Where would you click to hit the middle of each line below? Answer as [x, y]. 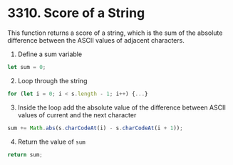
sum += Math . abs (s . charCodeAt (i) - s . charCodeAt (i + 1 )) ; [95, 128]
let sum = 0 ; [27, 67]
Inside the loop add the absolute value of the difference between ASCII [121, 107]
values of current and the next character [77, 115]
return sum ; [25, 154]
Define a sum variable [50, 54]
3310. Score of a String [76, 13]
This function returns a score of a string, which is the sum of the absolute [115, 33]
